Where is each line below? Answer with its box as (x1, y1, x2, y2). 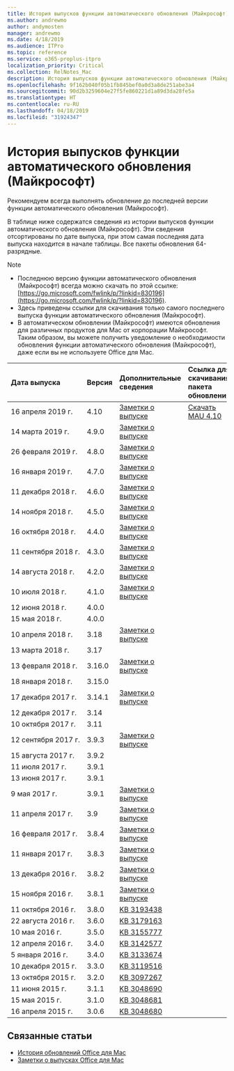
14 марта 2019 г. (10, 426, 70, 436)
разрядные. (7, 247, 42, 255)
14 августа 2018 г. (10, 567, 75, 577)
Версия (86, 377, 113, 387)
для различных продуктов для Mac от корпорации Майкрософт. (17, 325, 208, 334)
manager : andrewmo (7, 29, 61, 37)
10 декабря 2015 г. (10, 961, 77, 971)
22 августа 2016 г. (10, 916, 75, 925)
